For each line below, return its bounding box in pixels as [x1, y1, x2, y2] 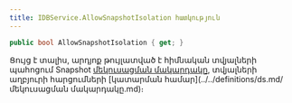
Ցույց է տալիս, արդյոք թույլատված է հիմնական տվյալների [9, 54, 258, 65]
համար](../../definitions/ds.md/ [164, 73, 284, 84]
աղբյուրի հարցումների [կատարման [9, 73, 163, 84]
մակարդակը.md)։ [71, 83, 145, 94]
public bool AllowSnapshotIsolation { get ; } [9, 38, 184, 47]
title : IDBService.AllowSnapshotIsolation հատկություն [9, 13, 221, 23]
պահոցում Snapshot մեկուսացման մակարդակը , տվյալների [9, 64, 258, 75]
